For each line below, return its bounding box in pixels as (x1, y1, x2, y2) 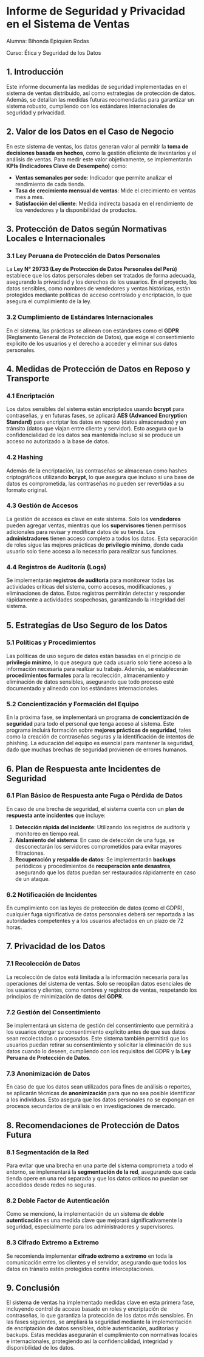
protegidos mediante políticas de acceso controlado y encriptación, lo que (6, 291, 192, 299)
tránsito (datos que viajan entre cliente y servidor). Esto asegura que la (6, 425, 184, 432)
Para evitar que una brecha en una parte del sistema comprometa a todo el (6, 1162, 194, 1169)
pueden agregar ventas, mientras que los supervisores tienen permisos (6, 522, 186, 529)
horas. (6, 924, 22, 931)
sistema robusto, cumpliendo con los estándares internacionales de (6, 102, 175, 110)
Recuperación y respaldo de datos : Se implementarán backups (15, 855, 176, 863)
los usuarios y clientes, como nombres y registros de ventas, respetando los (6, 986, 197, 994)
